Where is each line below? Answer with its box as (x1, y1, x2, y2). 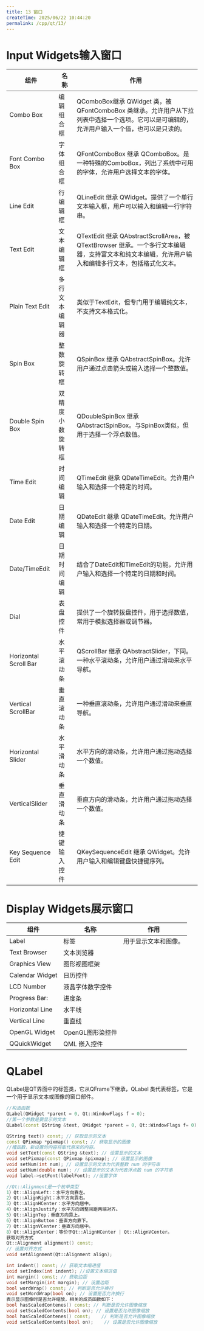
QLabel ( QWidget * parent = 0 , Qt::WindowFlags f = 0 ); (6, 1111, 146, 1117)
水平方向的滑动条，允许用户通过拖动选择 (76, 748, 192, 756)
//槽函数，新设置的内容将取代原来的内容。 (6, 1144, 98, 1150)
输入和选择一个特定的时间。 (76, 483, 156, 492)
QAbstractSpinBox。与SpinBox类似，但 (76, 421, 189, 429)
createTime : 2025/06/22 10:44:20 (6, 15, 91, 21)
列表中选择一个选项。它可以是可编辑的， (76, 116, 192, 124)
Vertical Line (9, 1016, 46, 1025)
